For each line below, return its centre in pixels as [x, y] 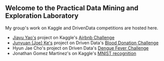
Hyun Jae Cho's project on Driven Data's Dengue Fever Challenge [80, 48]
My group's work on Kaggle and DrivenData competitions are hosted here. [82, 28]
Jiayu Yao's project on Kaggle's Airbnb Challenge [63, 37]
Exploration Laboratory [42, 16]
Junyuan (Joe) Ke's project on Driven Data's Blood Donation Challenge [85, 43]
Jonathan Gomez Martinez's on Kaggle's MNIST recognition [74, 53]
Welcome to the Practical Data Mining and [72, 8]
